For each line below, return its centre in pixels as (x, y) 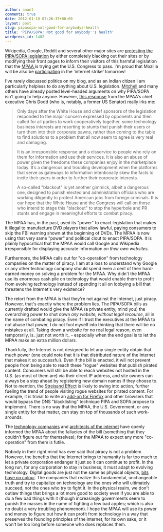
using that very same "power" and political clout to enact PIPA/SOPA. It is (79, 238)
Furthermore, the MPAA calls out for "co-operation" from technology (74, 258)
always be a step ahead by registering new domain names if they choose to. (81, 381)
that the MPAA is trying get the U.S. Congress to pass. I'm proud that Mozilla (81, 66)
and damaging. (32, 142)
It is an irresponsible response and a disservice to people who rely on (87, 151)
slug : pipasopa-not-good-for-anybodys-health (52, 28)
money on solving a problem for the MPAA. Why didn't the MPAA (85, 274)
